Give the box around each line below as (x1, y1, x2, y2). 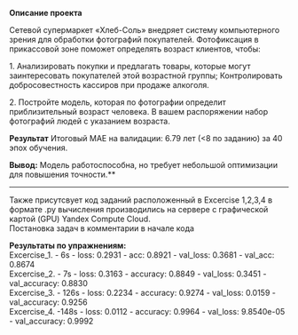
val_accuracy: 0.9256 (9, 297, 88, 307)
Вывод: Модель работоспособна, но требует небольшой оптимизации (9, 160, 278, 170)
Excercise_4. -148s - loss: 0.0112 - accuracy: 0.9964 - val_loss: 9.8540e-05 (9, 307, 286, 316)
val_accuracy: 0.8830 (9, 278, 89, 288)
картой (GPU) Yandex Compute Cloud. (9, 213, 151, 224)
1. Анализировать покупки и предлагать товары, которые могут (9, 61, 251, 71)
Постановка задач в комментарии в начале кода (9, 223, 195, 234)
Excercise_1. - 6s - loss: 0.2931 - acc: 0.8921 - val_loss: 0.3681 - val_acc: (9, 250, 275, 260)
